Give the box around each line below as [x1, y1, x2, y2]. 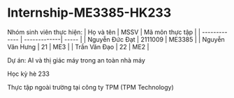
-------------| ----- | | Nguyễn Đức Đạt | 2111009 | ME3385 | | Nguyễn [24, 35, 225, 43]
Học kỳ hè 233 [7, 70, 50, 78]
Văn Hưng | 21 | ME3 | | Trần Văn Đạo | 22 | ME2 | [7, 42, 149, 51]
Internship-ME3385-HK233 [7, 5, 172, 21]
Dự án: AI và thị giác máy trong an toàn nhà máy [7, 56, 145, 64]
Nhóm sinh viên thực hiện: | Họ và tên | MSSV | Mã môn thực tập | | [7, 28, 201, 36]
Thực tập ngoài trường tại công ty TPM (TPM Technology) [7, 83, 175, 91]
